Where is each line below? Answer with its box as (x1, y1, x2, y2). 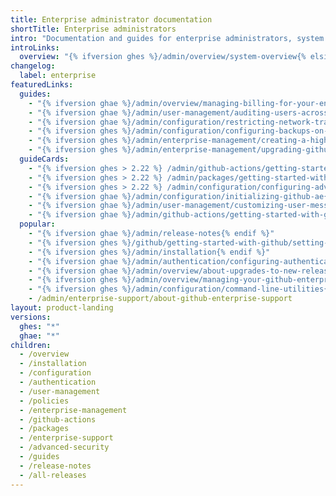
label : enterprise (19, 71, 97, 81)
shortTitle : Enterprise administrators (10, 24, 177, 34)
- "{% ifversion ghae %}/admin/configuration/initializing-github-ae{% (28, 191, 333, 201)
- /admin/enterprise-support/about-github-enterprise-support (28, 294, 293, 304)
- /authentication (19, 377, 97, 387)
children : (10, 340, 52, 350)
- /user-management (19, 386, 101, 396)
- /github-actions (19, 414, 97, 425)
